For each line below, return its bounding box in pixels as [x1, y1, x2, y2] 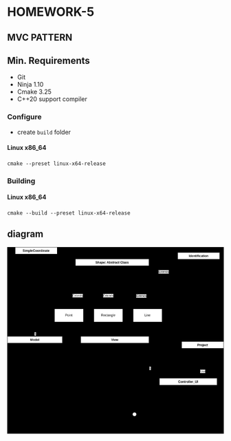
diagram [7, 228, 44, 240]
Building [7, 176, 36, 186]
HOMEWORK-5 [7, 4, 95, 20]
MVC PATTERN [7, 32, 73, 43]
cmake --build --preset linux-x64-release [7, 210, 131, 217]
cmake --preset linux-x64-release [7, 160, 107, 167]
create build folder [16, 128, 71, 136]
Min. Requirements [7, 54, 91, 66]
